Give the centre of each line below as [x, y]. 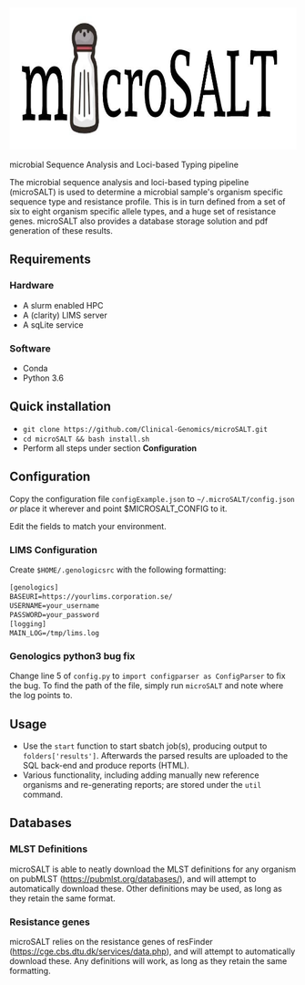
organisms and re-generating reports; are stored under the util [142, 785]
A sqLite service [53, 325]
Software [30, 348]
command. [43, 795]
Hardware [32, 286]
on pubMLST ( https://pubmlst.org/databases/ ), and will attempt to [133, 878]
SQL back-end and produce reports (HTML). [106, 766]
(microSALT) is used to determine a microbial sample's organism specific [147, 192]
